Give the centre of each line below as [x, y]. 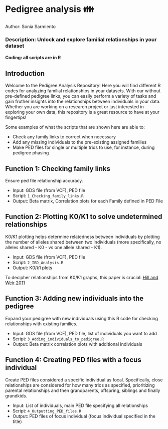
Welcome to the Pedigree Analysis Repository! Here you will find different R [83, 86]
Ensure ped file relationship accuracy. [44, 181]
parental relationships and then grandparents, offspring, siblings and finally [83, 390]
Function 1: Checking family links [58, 169]
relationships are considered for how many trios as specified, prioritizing [80, 385]
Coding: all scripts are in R [33, 58]
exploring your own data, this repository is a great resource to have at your [82, 112]
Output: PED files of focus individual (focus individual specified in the [84, 416]
